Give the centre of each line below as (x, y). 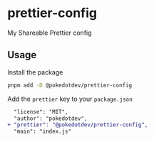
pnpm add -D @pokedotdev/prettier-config (70, 85)
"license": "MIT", (41, 111)
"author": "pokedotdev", (51, 119)
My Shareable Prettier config (50, 33)
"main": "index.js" (43, 132)
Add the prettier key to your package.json (70, 99)
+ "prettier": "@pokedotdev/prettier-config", (78, 125)
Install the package (35, 72)
